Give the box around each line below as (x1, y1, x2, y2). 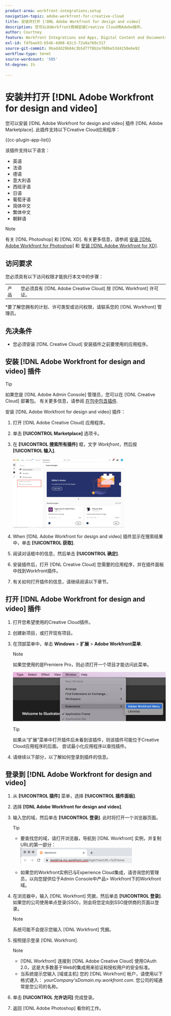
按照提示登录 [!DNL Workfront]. (12, 937, 78, 943)
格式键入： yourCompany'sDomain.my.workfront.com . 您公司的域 (20, 977, 159, 983)
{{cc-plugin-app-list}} (5, 137, 51, 143)
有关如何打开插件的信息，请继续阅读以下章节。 (12, 578, 111, 585)
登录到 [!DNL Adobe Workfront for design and (5, 770, 152, 779)
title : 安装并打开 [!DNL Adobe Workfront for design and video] (5, 19, 141, 24)
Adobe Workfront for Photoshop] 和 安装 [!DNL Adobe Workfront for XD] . (5, 243, 158, 249)
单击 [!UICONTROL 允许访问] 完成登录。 (12, 994, 97, 1000)
